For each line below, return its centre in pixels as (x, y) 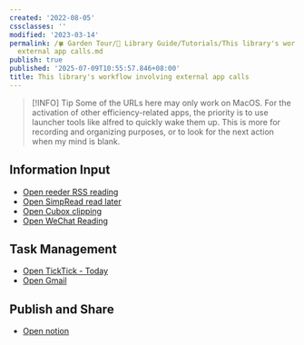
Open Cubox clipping (62, 211)
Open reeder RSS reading (70, 192)
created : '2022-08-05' (52, 18)
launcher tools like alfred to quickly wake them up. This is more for (156, 122)
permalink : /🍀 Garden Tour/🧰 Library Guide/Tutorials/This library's (144, 43)
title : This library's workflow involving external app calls (129, 77)
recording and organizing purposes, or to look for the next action (153, 132)
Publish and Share (62, 309)
